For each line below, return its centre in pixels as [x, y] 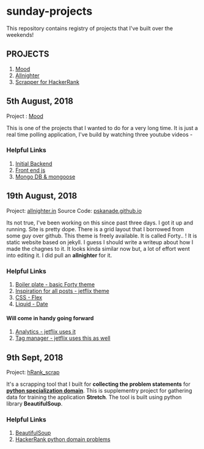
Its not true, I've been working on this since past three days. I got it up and [100, 223]
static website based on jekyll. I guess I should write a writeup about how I [100, 242]
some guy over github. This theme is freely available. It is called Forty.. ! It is [102, 236]
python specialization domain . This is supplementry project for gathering [99, 390]
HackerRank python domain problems [63, 439]
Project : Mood [25, 116]
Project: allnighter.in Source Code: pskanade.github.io [74, 210]
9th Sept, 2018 [35, 357]
